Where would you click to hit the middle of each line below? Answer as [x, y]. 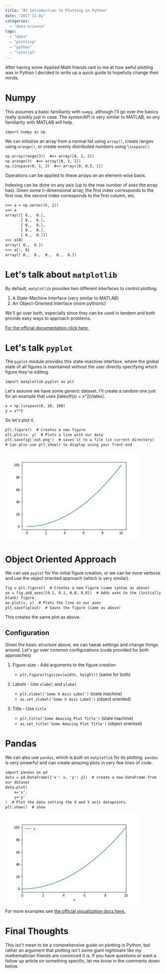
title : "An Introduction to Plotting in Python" [56, 10]
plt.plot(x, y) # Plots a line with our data [54, 435]
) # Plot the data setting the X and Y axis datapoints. [66, 803]
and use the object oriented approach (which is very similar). [68, 578]
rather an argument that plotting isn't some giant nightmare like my [73, 950]
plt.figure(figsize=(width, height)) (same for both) [75, 675]
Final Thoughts [37, 931]
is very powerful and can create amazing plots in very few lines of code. [79, 763]
